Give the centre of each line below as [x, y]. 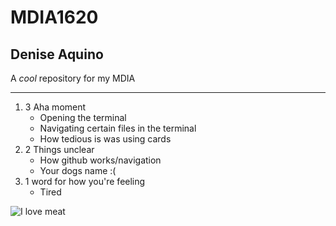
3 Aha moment [55, 107]
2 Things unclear [59, 149]
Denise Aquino [57, 54]
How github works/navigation [100, 160]
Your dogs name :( [78, 170]
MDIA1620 [54, 17]
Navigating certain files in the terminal [118, 128]
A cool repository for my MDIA [73, 78]
